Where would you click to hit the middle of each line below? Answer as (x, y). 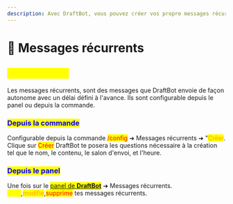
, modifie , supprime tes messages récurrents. (84, 193)
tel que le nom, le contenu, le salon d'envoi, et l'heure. (84, 153)
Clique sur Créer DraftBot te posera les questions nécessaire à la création (112, 145)
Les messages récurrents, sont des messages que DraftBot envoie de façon (115, 90)
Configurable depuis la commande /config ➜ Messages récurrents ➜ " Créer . (116, 138)
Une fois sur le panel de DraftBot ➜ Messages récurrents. (90, 186)
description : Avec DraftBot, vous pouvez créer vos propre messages (108, 14)
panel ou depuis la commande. (51, 105)
